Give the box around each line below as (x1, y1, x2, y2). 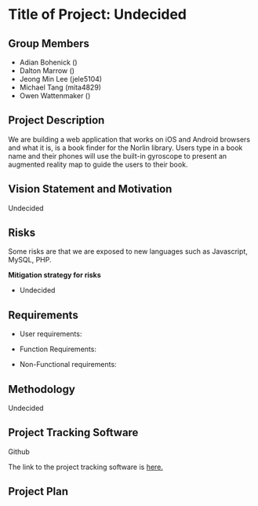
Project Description (8, 114, 105, 127)
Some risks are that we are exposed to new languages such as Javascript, (8, 247, 249, 256)
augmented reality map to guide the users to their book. (8, 159, 188, 169)
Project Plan (8, 485, 69, 498)
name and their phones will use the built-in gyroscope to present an (8, 151, 227, 160)
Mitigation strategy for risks (8, 270, 102, 280)
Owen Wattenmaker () (19, 91, 91, 100)
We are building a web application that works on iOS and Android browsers (8, 134, 251, 144)
